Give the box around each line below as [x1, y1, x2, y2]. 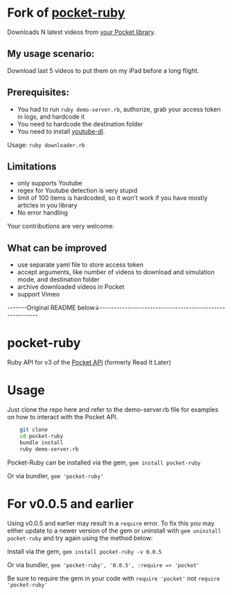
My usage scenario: [7, 48, 95, 60]
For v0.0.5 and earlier [7, 496, 134, 512]
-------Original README [7, 303, 76, 312]
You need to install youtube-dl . [17, 127, 105, 135]
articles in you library [17, 201, 78, 210]
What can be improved [7, 242, 107, 254]
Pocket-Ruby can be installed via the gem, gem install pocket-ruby [7, 458, 201, 467]
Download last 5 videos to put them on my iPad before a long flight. [7, 66, 199, 74]
